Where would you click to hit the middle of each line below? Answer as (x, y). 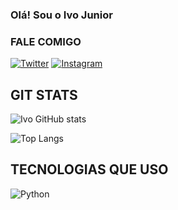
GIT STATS (44, 94)
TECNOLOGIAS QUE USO (89, 169)
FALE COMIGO (46, 41)
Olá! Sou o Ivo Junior (61, 15)
